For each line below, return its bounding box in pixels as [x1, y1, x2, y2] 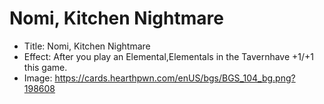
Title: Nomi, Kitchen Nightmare [23, 40, 151, 52]
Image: [23, 72, 53, 84]
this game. [23, 61, 68, 73]
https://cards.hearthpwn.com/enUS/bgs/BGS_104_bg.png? [54, 72, 296, 84]
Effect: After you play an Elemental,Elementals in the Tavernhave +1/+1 [23, 50, 315, 62]
